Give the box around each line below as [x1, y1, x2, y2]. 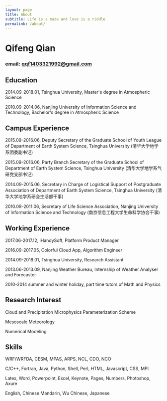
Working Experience [5, 224, 70, 232]
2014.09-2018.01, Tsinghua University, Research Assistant [5, 256, 124, 262]
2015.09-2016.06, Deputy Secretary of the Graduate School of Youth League [5, 137, 162, 143]
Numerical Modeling [5, 328, 47, 334]
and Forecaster [5, 271, 36, 277]
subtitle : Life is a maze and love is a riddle [5, 16, 106, 21]
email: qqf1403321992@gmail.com [5, 60, 92, 67]
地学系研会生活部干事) [18, 193, 64, 200]
